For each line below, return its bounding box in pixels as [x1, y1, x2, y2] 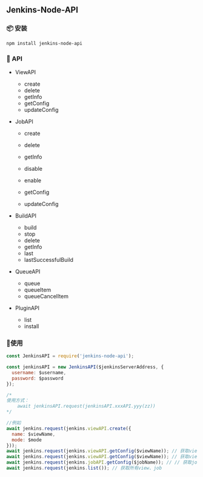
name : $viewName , [12, 431, 56, 437]
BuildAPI [15, 212, 36, 219]
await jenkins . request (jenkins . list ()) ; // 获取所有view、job [6, 465, 162, 472]
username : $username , [12, 369, 67, 376]
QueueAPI [15, 267, 41, 275]
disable [24, 165, 42, 172]
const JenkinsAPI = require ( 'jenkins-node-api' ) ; [6, 353, 135, 359]
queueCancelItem [24, 292, 68, 300]
